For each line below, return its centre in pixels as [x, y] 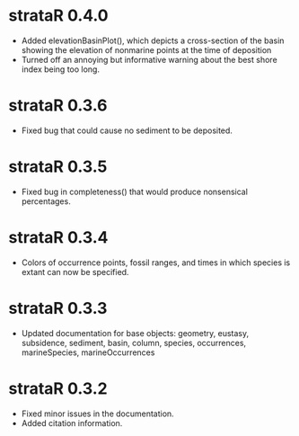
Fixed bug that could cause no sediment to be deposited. [127, 130]
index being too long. [61, 69]
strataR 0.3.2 [58, 388]
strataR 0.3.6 [58, 106]
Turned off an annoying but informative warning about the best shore [149, 59]
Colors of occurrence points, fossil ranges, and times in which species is [156, 262]
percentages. [46, 201]
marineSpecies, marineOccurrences [88, 352]
